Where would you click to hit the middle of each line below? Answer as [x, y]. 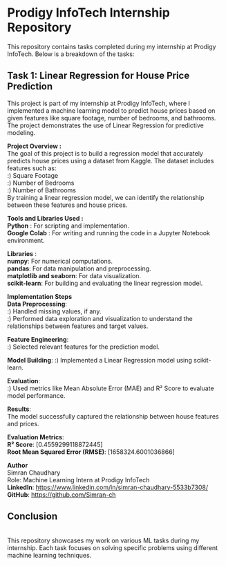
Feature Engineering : [38, 339]
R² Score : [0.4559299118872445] [55, 444]
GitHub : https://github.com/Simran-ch [62, 494]
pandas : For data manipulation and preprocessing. [79, 268]
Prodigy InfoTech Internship [89, 13]
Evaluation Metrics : [36, 437]
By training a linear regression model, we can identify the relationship [106, 197]
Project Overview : [35, 146]
